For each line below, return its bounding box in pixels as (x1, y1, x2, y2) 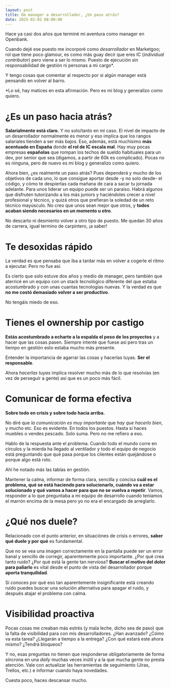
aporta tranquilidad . (5, 570, 48, 576)
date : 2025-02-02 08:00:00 (5, 17, 63, 22)
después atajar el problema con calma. (5, 590, 87, 596)
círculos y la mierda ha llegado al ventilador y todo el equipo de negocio (5, 446, 156, 452)
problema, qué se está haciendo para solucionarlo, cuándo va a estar (5, 482, 154, 488)
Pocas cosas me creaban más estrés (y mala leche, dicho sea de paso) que (5, 625, 164, 631)
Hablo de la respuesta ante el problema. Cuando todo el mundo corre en (5, 441, 157, 447)
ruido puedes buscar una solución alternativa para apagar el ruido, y (5, 585, 149, 591)
